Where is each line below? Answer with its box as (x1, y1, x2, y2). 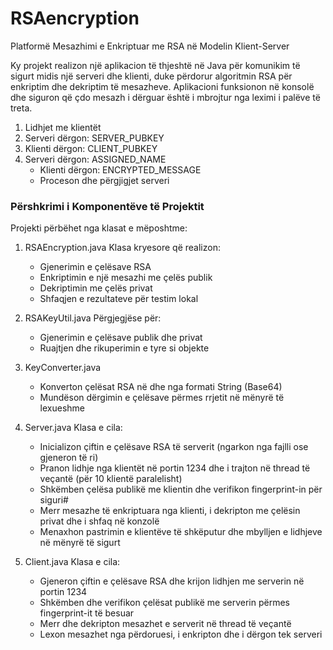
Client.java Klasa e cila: (24, 556, 121, 568)
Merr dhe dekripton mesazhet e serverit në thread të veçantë (39, 618, 292, 630)
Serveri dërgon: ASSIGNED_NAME (24, 153, 167, 165)
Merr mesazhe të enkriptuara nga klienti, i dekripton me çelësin (39, 505, 301, 517)
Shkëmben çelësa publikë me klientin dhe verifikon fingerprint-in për (39, 483, 323, 496)
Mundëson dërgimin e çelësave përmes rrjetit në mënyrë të (39, 392, 285, 404)
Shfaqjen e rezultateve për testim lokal (39, 293, 199, 305)
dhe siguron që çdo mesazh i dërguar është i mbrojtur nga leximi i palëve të (10, 91, 321, 103)
